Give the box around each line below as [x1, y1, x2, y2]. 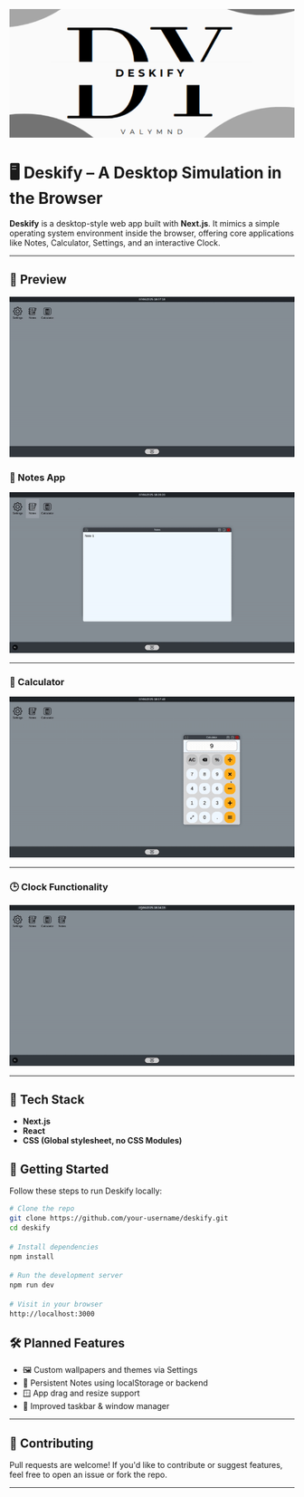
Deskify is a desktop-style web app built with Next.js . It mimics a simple [9, 217, 280, 228]
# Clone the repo [9, 1204, 75, 1213]
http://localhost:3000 [9, 1309, 95, 1318]
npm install [9, 1251, 54, 1261]
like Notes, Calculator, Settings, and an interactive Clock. [9, 237, 221, 248]
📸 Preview [9, 272, 67, 287]
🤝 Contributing [9, 1435, 94, 1451]
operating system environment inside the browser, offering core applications [9, 227, 294, 238]
